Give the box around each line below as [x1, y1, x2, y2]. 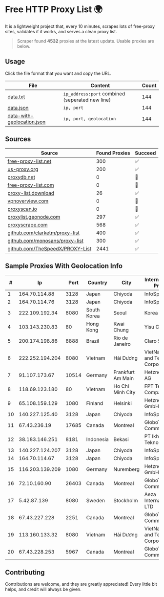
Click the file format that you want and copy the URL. [5, 70, 111, 76]
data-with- [7, 112, 34, 119]
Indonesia [86, 436, 109, 443]
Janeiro [113, 341, 131, 348]
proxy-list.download [7, 189, 55, 196]
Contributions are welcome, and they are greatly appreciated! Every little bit [5, 581, 157, 587]
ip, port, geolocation [63, 116, 116, 121]
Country [87, 279, 107, 286]
